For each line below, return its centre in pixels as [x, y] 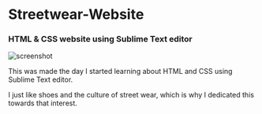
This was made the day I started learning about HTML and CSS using [120, 72]
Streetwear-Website [76, 15]
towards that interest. [43, 103]
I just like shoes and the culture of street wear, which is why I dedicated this [131, 95]
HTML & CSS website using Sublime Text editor [101, 39]
